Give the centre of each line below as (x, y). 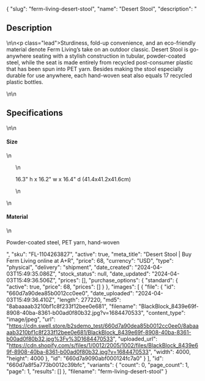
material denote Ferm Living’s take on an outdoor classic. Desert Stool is (97, 49)
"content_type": (166, 313)
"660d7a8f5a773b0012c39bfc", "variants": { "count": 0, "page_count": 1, (98, 365)
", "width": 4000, (170, 352)
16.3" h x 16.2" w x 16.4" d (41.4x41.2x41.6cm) (73, 179)
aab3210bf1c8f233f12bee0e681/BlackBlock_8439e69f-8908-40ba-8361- (99, 333)
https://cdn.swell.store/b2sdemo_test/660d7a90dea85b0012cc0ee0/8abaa (104, 326)
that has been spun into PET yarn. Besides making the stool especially (95, 69)
